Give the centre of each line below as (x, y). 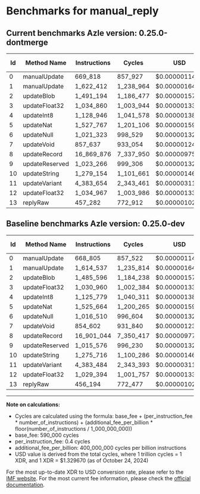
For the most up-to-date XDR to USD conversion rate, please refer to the (95, 472)
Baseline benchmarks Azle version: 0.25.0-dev (96, 224)
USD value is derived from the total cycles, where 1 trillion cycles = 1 (98, 454)
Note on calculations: (33, 405)
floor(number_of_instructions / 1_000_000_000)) (74, 428)
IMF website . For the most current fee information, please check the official (99, 478)
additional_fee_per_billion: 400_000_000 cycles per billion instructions (100, 447)
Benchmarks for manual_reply (82, 11)
